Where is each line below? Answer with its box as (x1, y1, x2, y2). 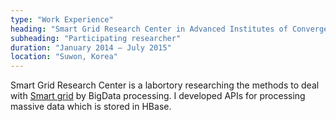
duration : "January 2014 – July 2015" (10, 42, 172, 53)
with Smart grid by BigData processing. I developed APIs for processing (10, 90, 306, 102)
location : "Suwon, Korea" (10, 52, 118, 62)
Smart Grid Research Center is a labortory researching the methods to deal (10, 79, 320, 91)
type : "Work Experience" (10, 14, 114, 25)
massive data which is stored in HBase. (10, 101, 172, 113)
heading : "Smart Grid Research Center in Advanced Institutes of (10, 24, 288, 34)
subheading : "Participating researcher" (10, 33, 182, 43)
